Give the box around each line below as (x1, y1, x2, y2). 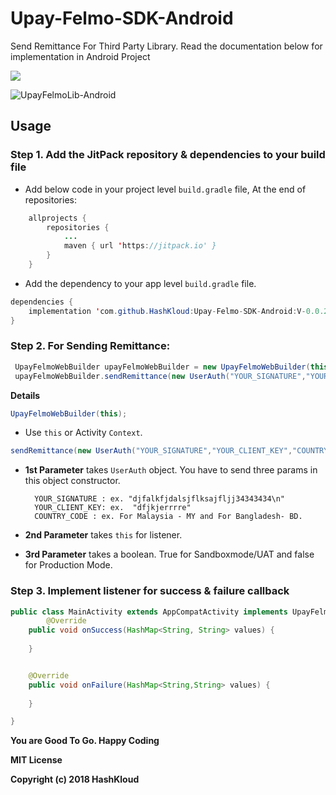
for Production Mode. (24, 559, 113, 571)
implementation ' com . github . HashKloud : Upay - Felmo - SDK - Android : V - (28, 306, 307, 316)
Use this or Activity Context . (24, 427, 143, 439)
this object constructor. (24, 475, 121, 487)
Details (10, 389, 41, 401)
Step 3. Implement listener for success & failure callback (10, 584, 290, 598)
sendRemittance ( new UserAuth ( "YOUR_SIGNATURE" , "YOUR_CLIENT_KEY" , (10, 446, 293, 456)
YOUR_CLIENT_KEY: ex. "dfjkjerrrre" (34, 503, 192, 513)
